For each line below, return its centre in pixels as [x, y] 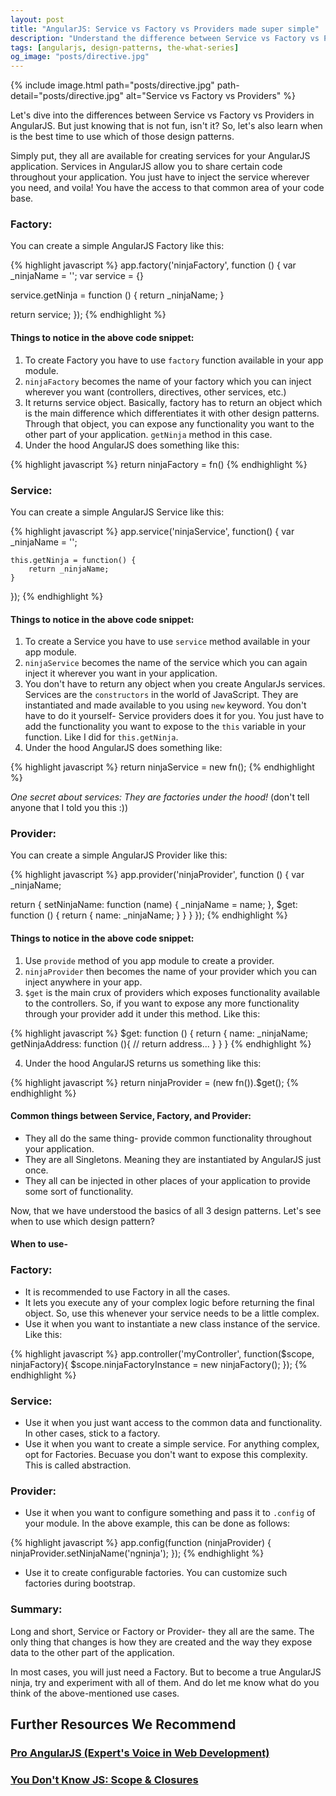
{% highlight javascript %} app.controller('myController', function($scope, [162, 1353]
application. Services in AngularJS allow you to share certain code [146, 167]
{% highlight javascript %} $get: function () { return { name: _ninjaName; [159, 1033]
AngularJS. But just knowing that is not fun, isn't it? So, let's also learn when [166, 126]
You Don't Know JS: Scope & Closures [104, 1779]
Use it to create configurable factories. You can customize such [156, 1573]
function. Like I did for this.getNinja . [101, 737]
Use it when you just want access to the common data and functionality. [173, 1423]
